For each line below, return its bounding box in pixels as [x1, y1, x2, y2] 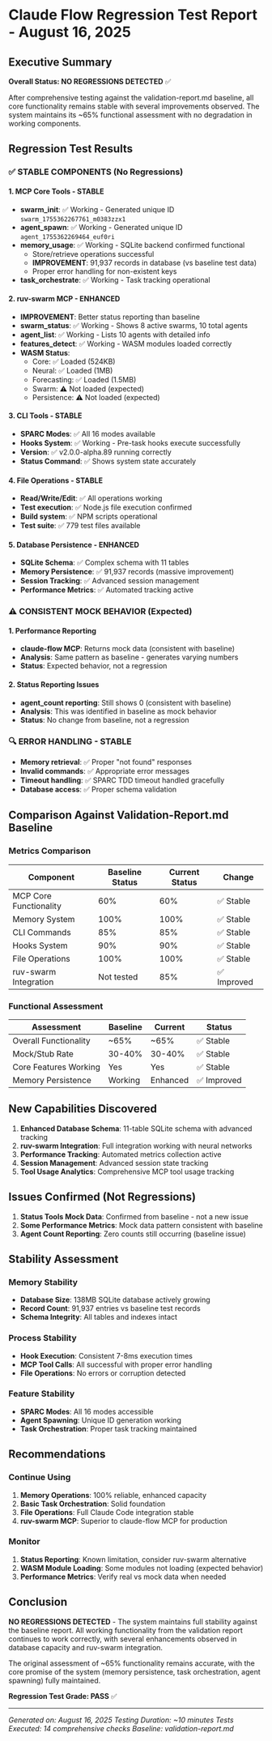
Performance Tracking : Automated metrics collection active [19, 1149, 222, 1159]
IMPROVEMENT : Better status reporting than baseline [19, 312, 201, 322]
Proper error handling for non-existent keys [32, 266, 177, 276]
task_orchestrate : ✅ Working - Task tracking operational [19, 275, 210, 284]
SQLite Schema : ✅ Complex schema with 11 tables [19, 557, 189, 568]
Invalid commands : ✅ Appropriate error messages [19, 766, 190, 775]
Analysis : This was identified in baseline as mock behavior [19, 706, 217, 716]
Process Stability [8, 1333, 77, 1344]
